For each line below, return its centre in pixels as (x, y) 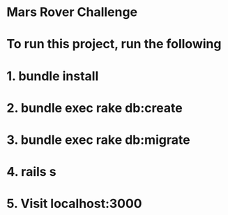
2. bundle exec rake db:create (94, 108)
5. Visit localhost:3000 (74, 204)
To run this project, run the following (114, 44)
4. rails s (31, 172)
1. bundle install (53, 76)
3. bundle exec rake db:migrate (98, 140)
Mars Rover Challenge (72, 12)
